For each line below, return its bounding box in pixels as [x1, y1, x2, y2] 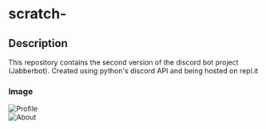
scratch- [8, 5, 67, 23]
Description [8, 37, 68, 50]
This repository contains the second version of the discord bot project [8, 57, 239, 67]
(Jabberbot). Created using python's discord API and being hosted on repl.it [8, 66, 259, 76]
